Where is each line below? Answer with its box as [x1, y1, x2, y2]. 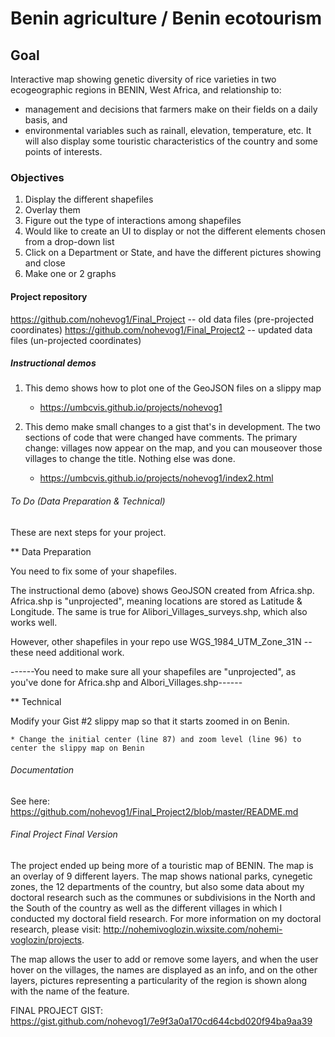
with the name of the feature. [10, 985, 130, 997]
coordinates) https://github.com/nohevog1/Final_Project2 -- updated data [10, 323, 313, 336]
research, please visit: [10, 923, 102, 936]
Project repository [10, 290, 88, 302]
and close [24, 257, 66, 269]
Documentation [10, 764, 75, 776]
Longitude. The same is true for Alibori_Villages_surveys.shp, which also [10, 605, 308, 617]
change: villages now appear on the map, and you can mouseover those [24, 442, 323, 454]
